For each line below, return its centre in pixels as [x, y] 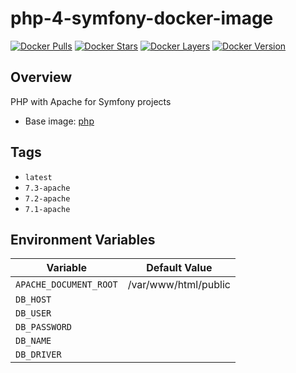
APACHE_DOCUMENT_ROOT [66, 285]
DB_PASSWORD [44, 327]
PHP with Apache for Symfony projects [91, 101]
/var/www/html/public [179, 285]
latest [38, 177]
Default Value [179, 268]
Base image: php [59, 121]
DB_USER [33, 313]
